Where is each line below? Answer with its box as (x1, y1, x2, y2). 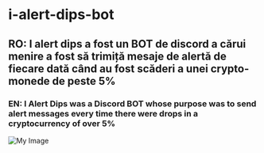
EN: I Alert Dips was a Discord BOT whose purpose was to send (8, 98, 257, 109)
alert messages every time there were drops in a (8, 108, 199, 119)
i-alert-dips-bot (8, 6, 115, 24)
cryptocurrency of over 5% (8, 117, 116, 128)
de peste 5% (52, 74, 116, 88)
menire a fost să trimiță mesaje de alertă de (8, 49, 227, 63)
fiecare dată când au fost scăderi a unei (8, 62, 208, 75)
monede (8, 74, 50, 88)
